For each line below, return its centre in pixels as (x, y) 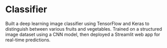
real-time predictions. (28, 40)
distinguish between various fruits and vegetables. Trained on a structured (84, 29)
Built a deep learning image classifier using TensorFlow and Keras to (77, 23)
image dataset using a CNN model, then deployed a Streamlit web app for (83, 34)
